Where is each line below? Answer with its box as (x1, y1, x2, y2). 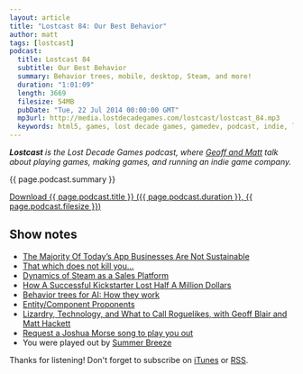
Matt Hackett (22, 317, 71, 329)
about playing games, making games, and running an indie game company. (9, 157, 292, 167)
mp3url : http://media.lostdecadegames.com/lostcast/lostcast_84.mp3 (17, 114, 280, 123)
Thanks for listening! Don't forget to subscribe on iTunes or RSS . (9, 354, 249, 365)
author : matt (9, 30, 59, 39)
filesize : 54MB (17, 96, 75, 106)
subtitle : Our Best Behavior (17, 64, 127, 73)
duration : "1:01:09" (17, 80, 95, 89)
